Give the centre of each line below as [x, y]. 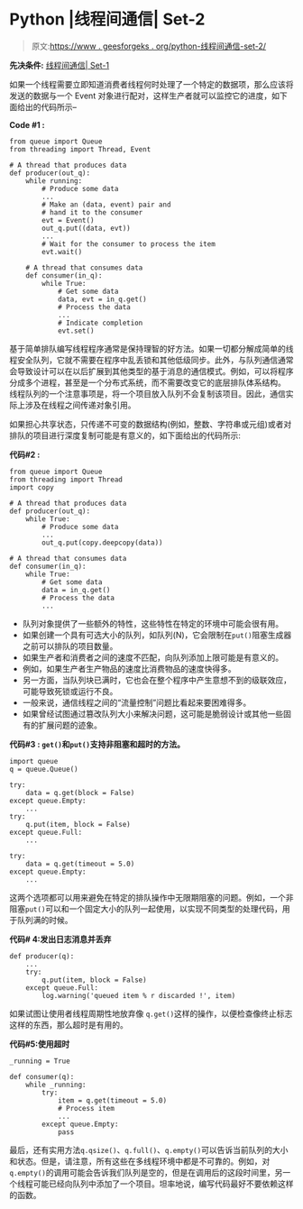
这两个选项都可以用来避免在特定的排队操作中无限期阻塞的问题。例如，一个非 [151, 897]
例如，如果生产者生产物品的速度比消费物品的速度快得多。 [129, 668]
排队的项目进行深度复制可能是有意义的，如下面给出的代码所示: [125, 435]
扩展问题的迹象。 [70, 725]
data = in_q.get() [76, 590]
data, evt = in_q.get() [102, 299]
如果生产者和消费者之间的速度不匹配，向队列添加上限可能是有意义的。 [153, 657]
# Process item [86, 1108]
